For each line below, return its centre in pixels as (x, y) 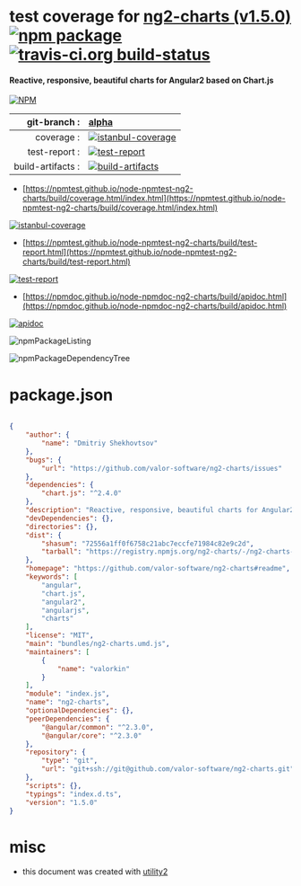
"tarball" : (62, 552)
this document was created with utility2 (95, 872)
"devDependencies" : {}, (70, 518)
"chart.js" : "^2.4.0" (82, 493)
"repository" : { (56, 752)
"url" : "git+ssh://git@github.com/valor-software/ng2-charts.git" (168, 769)
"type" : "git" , (70, 761)
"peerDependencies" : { (68, 719)
